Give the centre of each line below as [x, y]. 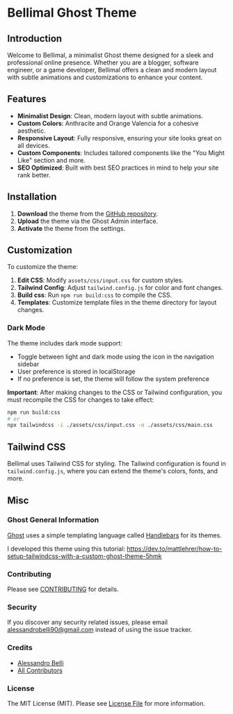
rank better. [34, 175]
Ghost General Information [53, 520]
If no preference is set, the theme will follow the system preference [113, 379]
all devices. [33, 145]
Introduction [35, 39]
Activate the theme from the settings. [71, 228]
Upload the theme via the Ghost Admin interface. [88, 221]
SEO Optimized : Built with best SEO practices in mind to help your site [118, 168]
